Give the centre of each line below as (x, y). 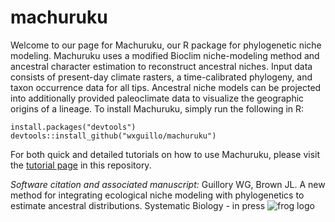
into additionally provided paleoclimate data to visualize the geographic (157, 98)
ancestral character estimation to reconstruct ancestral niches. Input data (161, 66)
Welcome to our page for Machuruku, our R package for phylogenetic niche (166, 45)
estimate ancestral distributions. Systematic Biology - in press (138, 205)
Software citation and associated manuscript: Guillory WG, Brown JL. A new (168, 184)
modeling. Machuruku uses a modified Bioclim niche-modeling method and (165, 55)
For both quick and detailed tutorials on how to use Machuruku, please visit (165, 154)
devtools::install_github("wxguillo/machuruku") (113, 136)
